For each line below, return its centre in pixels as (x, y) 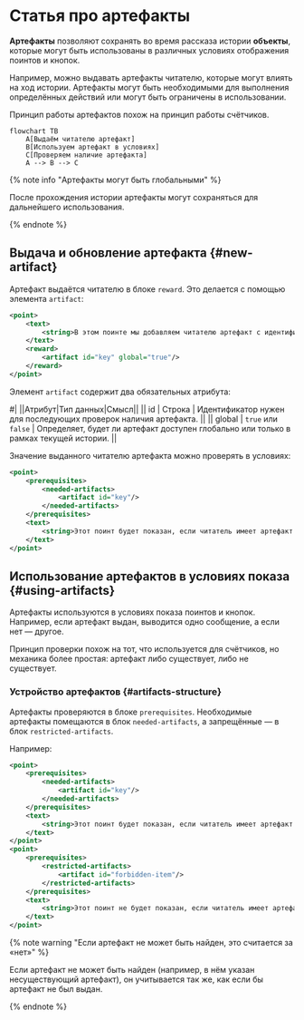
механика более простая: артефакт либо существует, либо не (129, 659)
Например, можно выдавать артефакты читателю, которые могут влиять (151, 77)
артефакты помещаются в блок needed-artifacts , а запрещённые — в (144, 721)
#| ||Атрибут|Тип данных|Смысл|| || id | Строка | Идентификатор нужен (147, 409)
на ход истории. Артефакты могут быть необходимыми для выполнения (149, 87)
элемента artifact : (47, 298)
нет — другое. (37, 632)
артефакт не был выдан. (56, 989)
